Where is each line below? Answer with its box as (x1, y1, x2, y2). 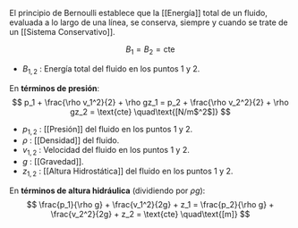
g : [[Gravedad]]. (21, 156, 84, 167)
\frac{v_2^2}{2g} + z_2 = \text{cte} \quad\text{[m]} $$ (50, 208, 251, 219)
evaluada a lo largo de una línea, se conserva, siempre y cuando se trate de (9, 17, 288, 28)
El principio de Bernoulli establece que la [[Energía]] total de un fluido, (9, 8, 268, 18)
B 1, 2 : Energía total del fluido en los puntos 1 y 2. (21, 63, 200, 76)
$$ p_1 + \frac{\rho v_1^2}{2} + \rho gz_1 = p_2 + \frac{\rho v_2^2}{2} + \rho (12, 97, 289, 107)
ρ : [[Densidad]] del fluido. (21, 135, 120, 146)
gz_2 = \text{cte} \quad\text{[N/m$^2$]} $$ (70, 106, 231, 117)
